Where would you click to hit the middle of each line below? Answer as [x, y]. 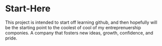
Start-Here [28, 9]
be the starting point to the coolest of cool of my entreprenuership [73, 27]
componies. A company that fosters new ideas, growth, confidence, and [79, 33]
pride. [11, 38]
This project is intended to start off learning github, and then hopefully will [81, 22]
